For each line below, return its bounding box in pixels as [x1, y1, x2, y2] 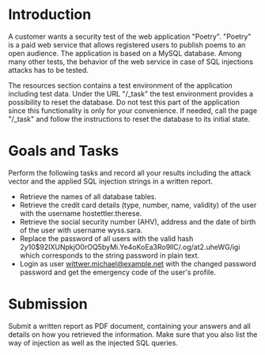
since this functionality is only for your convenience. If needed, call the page [8, 105, 258, 115]
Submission [8, 295, 89, 313]
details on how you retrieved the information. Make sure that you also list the [8, 330, 258, 339]
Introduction [8, 6, 92, 24]
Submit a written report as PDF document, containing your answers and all [8, 321, 251, 330]
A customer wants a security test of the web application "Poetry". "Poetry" [8, 32, 252, 41]
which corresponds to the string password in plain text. [19, 251, 200, 260]
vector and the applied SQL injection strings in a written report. [8, 176, 214, 186]
